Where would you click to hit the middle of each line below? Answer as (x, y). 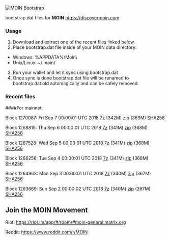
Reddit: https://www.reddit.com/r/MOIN (47, 232)
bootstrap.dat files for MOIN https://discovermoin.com (62, 18)
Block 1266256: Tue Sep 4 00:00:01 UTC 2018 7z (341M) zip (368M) (77, 158)
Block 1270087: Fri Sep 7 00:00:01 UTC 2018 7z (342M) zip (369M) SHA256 (85, 118)
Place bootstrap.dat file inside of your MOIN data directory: (75, 47)
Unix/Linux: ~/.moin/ (34, 63)
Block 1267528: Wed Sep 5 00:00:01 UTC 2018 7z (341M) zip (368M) (78, 143)
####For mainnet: (24, 108)
